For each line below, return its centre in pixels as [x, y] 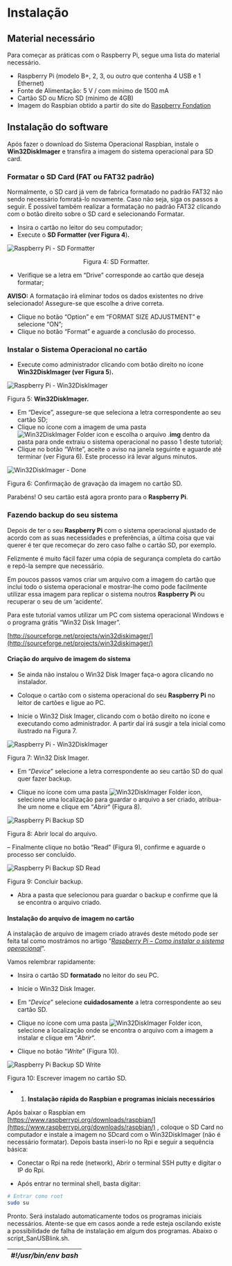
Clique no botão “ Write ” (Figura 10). [68, 1051]
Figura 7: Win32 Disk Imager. [48, 758]
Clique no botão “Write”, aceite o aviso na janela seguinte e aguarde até [119, 449]
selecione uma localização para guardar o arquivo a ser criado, [107, 799]
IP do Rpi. [31, 1170]
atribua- [210, 799]
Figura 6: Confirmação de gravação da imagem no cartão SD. [95, 483]
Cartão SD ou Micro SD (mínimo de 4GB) [75, 98]
